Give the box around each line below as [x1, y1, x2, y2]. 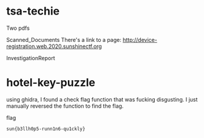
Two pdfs [6, 24, 30, 32]
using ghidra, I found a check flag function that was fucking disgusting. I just [6, 95, 198, 103]
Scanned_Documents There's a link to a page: [6, 36, 121, 43]
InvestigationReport [6, 54, 56, 61]
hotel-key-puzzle [6, 76, 96, 89]
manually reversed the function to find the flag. [6, 102, 124, 109]
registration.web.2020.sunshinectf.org [6, 43, 102, 50]
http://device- [122, 36, 158, 43]
